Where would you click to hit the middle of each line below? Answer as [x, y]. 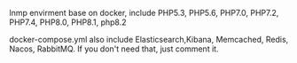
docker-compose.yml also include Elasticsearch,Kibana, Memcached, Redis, [149, 39]
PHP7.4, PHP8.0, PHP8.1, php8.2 [68, 22]
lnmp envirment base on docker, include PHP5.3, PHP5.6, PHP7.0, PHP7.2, [144, 13]
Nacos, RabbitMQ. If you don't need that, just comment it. [114, 49]
